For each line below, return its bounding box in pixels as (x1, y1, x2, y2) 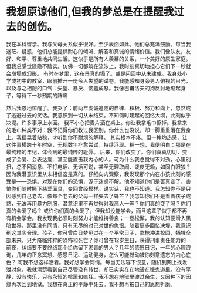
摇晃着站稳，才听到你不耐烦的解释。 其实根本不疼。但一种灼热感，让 (21, 133, 188, 141)
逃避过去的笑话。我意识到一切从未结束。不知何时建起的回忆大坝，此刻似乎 (11, 112, 191, 119)
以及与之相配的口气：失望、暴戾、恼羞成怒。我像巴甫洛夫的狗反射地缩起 (6, 85, 181, 92)
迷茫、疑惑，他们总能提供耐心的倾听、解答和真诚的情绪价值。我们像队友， (6, 48, 186, 55)
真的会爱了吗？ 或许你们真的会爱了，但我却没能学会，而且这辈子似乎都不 (6, 207, 182, 214)
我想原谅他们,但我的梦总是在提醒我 (6, 5, 174, 19)
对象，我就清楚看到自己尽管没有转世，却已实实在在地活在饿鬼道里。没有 (11, 265, 186, 273)
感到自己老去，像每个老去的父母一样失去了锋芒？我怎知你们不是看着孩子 (11, 192, 186, 200)
